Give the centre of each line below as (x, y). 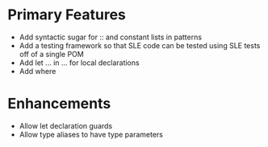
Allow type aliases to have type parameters (91, 134)
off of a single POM (51, 54)
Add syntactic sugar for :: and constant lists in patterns (111, 37)
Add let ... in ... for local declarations (79, 63)
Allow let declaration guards (66, 125)
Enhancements (59, 104)
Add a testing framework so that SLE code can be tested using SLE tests (140, 45)
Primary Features (67, 15)
